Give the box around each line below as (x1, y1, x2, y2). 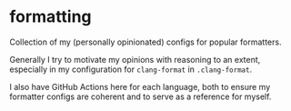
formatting (9, 6, 93, 27)
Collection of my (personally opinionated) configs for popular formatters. (9, 36, 282, 47)
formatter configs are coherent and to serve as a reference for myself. (9, 91, 272, 102)
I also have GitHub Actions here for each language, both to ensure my (9, 81, 271, 92)
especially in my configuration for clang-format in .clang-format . (9, 64, 253, 75)
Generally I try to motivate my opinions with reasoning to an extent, (9, 54, 261, 65)
